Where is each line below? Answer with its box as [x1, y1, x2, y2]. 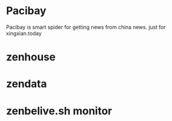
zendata [6, 78, 47, 90]
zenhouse [6, 51, 56, 64]
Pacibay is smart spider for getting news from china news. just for [6, 23, 166, 31]
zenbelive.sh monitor [6, 104, 113, 117]
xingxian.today [6, 29, 42, 36]
